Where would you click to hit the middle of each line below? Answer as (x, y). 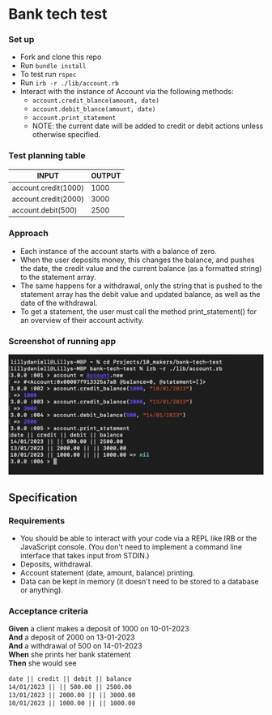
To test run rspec (48, 75)
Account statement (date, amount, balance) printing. (107, 573)
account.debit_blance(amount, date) (94, 110)
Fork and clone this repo (61, 57)
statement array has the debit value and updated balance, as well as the (140, 294)
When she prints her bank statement (70, 655)
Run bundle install (53, 66)
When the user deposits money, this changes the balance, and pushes (137, 260)
